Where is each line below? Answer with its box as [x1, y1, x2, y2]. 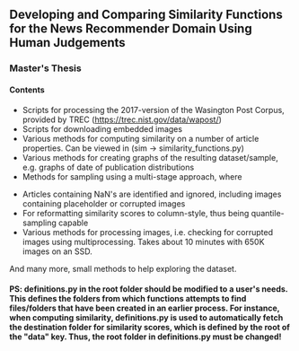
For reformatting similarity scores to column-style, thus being [22, 207, 250, 218]
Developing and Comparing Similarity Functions [9, 7, 283, 22]
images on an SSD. [22, 246, 92, 257]
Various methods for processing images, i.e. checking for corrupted [22, 226, 274, 237]
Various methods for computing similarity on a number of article [22, 133, 259, 144]
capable [57, 217, 89, 228]
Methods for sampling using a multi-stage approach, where [22, 171, 242, 182]
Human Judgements [9, 35, 126, 50]
